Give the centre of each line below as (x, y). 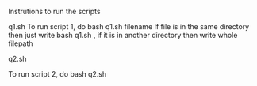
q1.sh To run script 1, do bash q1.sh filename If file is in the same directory (129, 26)
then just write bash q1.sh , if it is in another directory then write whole (123, 35)
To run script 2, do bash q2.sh (58, 74)
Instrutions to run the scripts (54, 11)
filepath (21, 43)
